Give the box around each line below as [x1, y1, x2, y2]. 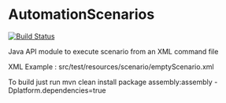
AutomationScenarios [8, 6, 155, 24]
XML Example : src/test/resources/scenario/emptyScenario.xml [8, 61, 214, 72]
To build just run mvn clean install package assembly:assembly [8, 77, 213, 86]
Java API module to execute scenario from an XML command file [8, 46, 219, 56]
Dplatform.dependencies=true [8, 85, 106, 95]
